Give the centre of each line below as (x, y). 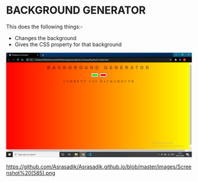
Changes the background (45, 38)
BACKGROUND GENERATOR (76, 10)
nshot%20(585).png (31, 173)
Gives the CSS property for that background (68, 44)
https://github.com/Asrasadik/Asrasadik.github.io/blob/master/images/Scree (99, 167)
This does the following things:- (45, 27)
